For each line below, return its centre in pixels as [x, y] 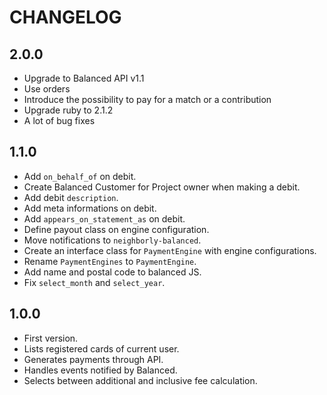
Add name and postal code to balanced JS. [112, 272]
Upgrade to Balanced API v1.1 [84, 78]
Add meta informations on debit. [90, 208]
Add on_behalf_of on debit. [80, 176]
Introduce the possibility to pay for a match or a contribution [147, 99]
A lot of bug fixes [59, 120]
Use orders [47, 89]
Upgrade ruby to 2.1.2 [68, 110]
